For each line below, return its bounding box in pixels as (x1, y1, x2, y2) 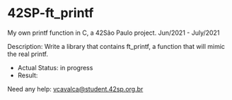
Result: (17, 71, 38, 79)
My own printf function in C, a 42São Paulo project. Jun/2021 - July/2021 (7, 28, 220, 37)
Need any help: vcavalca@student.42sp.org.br (7, 84, 144, 93)
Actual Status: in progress (17, 63, 93, 72)
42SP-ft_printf (7, 5, 94, 21)
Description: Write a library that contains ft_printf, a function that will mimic (7, 42, 225, 50)
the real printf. (7, 50, 48, 58)
